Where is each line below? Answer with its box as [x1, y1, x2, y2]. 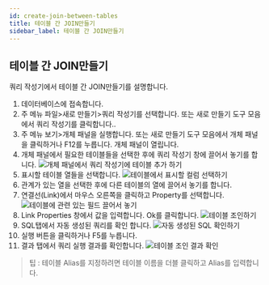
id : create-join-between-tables [9, 11, 118, 20]
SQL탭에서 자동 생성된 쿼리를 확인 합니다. [20, 220, 152, 231]
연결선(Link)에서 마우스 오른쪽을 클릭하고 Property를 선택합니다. [20, 190, 225, 200]
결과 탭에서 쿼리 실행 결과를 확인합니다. [20, 240, 145, 251]
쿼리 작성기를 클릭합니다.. [36, 119, 116, 130]
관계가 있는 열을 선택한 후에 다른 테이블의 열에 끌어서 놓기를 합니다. [20, 180, 233, 190]
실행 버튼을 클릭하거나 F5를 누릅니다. [20, 231, 138, 240]
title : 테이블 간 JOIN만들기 [9, 19, 95, 28]
